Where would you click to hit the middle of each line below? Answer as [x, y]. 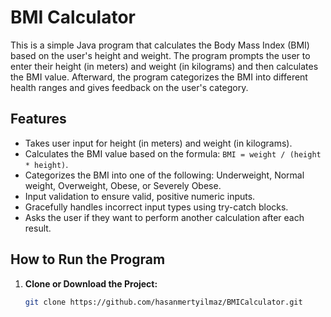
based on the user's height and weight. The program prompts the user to [160, 55]
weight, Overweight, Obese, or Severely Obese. [123, 185]
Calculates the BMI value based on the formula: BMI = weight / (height [173, 153]
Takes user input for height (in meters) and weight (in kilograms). [158, 143]
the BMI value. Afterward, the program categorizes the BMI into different [159, 77]
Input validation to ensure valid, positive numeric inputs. [140, 196]
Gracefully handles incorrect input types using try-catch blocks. [156, 207]
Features [38, 119]
